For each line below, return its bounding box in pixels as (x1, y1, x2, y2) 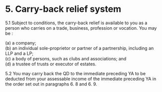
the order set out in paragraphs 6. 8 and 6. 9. (5, 81, 97, 87)
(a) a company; (5, 40, 36, 46)
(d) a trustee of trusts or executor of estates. (5, 61, 97, 67)
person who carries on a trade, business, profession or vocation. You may (5, 25, 157, 31)
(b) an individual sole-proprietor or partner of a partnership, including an (5, 45, 154, 51)
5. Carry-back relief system (5, 3, 122, 15)
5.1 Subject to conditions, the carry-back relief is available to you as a (5, 20, 148, 26)
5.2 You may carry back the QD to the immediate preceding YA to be (5, 70, 146, 76)
